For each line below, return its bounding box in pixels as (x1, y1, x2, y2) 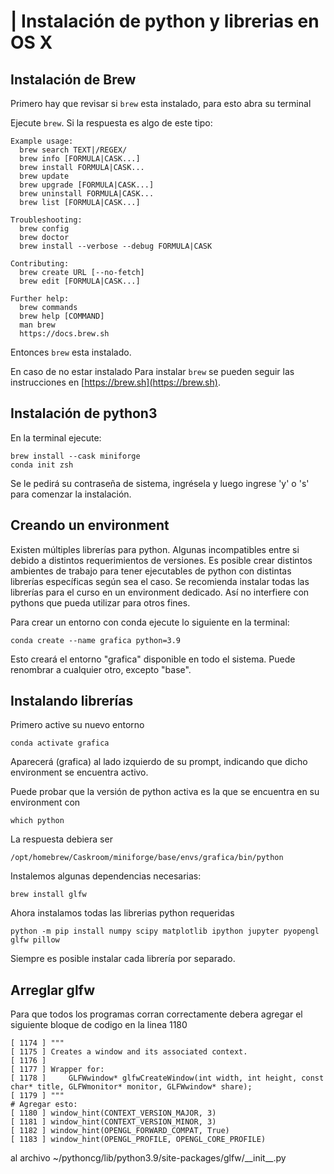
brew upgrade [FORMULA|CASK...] (19, 180, 155, 190)
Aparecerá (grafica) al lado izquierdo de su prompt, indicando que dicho (10, 756, 308, 768)
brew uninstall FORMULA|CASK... (19, 189, 155, 199)
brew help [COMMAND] (19, 311, 105, 321)
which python (10, 816, 65, 826)
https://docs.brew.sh (19, 329, 110, 339)
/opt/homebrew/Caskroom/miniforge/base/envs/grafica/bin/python (10, 853, 284, 863)
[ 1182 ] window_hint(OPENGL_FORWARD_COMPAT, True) (10, 1126, 230, 1136)
